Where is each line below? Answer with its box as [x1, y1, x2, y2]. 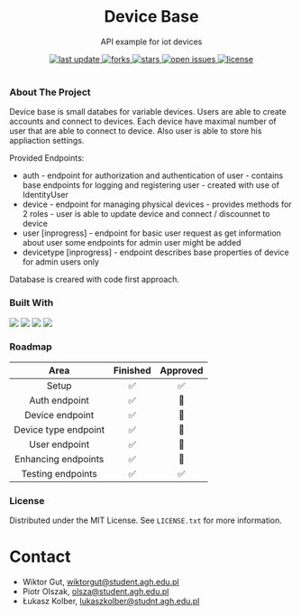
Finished [113, 364, 151, 377]
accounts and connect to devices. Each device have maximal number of [9, 116, 277, 127]
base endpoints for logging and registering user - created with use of [22, 180, 279, 191]
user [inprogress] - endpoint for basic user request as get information [22, 228, 282, 238]
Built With [9, 296, 54, 309]
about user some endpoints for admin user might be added [22, 238, 242, 248]
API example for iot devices [100, 36, 203, 47]
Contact [9, 546, 71, 567]
